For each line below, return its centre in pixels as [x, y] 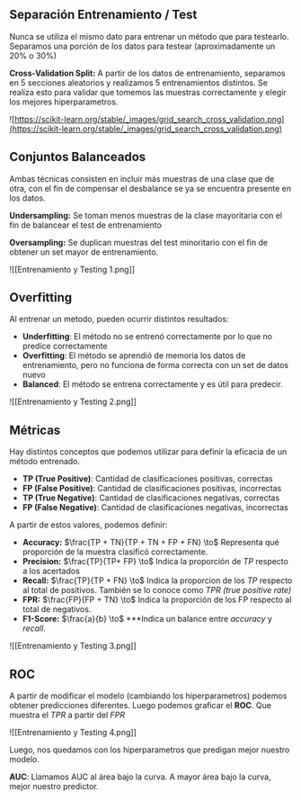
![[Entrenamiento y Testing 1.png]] [72, 269]
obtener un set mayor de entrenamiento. [84, 252]
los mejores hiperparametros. [64, 102]
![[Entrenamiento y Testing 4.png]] [73, 733]
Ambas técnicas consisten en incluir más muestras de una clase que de [142, 178]
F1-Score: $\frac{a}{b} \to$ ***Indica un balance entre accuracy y [147, 619]
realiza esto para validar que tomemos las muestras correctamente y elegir [148, 92]
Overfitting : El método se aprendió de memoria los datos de [134, 355]
